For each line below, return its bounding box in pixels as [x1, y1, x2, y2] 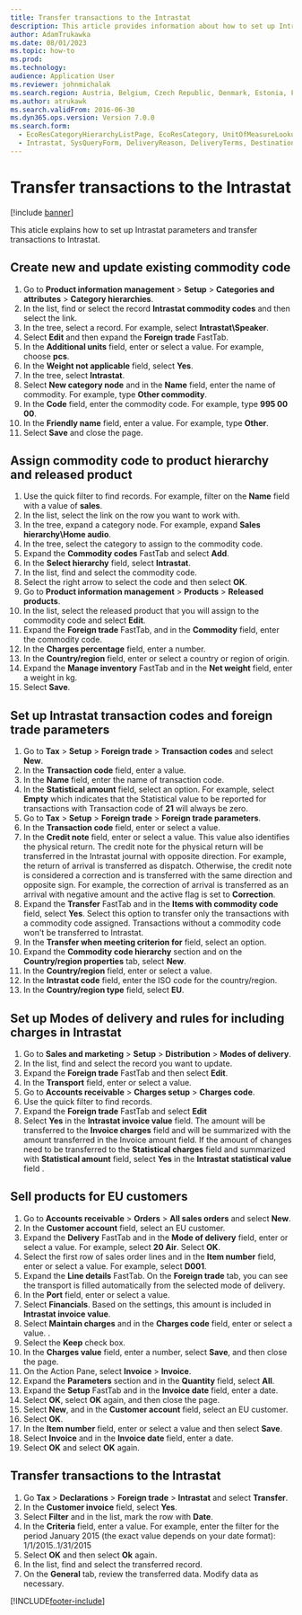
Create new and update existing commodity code [10, 260, 291, 275]
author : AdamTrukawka [10, 30, 91, 39]
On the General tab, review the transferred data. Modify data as [22, 1568, 259, 1579]
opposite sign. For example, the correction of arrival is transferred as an [22, 880, 289, 891]
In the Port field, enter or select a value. [22, 1289, 170, 1300]
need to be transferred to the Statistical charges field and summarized [22, 1143, 286, 1155]
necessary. [22, 1578, 65, 1589]
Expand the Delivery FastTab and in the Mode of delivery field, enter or [22, 1232, 289, 1243]
